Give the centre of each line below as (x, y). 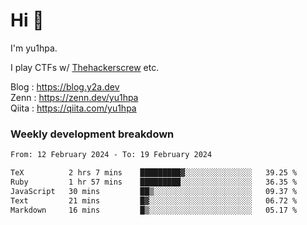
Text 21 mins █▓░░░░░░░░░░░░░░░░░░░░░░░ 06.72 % (154, 200)
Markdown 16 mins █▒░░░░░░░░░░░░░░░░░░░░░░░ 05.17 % (154, 210)
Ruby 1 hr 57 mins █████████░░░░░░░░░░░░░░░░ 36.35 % (154, 182)
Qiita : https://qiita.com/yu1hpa (73, 108)
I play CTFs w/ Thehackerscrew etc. (85, 67)
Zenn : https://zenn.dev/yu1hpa (74, 97)
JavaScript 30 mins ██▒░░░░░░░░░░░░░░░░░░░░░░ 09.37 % (154, 191)
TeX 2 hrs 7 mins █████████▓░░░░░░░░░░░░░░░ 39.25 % (154, 173)
